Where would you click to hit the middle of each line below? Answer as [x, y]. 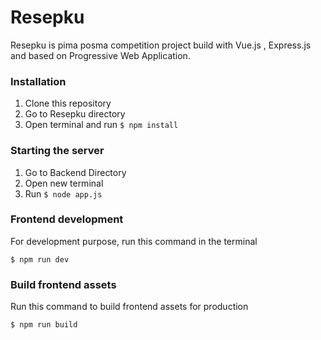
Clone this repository [68, 103]
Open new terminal [64, 183]
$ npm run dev [40, 259]
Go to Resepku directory [75, 114]
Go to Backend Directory [75, 172]
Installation [38, 81]
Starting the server [57, 151]
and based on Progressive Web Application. [100, 55]
